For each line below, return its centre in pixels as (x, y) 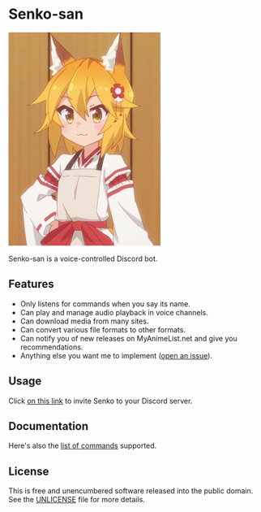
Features (31, 284)
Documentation (49, 426)
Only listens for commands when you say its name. (105, 304)
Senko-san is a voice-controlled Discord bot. (83, 258)
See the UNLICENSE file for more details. (77, 500)
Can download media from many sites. (84, 321)
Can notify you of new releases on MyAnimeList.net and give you (128, 338)
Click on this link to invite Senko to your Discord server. (101, 401)
